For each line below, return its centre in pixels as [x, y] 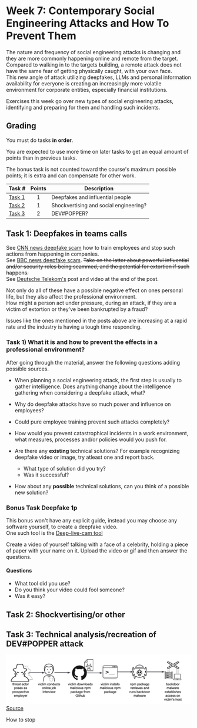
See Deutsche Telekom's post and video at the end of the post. [82, 279]
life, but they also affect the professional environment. [71, 297]
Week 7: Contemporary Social [80, 11]
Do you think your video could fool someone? [70, 590]
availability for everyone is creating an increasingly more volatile [84, 83]
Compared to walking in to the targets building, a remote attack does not [94, 64]
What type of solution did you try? [64, 468]
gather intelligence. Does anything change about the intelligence [93, 386]
